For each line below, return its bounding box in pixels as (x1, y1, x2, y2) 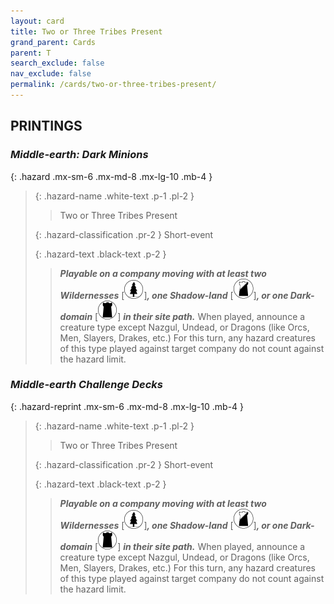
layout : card (10, 16, 65, 26)
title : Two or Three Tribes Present (10, 26, 163, 37)
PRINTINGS (10, 118, 83, 135)
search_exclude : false (10, 58, 105, 69)
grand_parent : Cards (10, 37, 97, 47)
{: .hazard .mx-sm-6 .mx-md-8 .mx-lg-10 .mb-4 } (10, 170, 213, 182)
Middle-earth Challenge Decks (10, 378, 164, 392)
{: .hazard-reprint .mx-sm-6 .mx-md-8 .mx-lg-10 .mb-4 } (10, 400, 245, 412)
